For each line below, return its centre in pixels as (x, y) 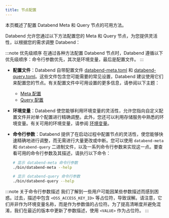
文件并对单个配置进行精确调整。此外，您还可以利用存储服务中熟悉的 (88, 117)
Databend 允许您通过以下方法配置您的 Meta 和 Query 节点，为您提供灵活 (81, 35)
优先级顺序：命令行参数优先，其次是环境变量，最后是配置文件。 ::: (75, 59)
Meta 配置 (31, 93)
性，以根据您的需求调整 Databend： (43, 42)
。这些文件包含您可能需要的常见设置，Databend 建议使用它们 (99, 76)
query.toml (24, 76)
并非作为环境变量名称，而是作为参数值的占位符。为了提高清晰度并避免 (83, 204)
